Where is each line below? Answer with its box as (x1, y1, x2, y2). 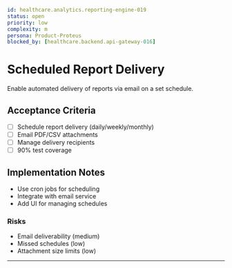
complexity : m (7, 25, 48, 32)
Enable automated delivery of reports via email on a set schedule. (7, 85, 194, 93)
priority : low (7, 19, 48, 26)
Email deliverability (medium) (17, 232, 100, 240)
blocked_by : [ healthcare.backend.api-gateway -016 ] (7, 39, 156, 45)
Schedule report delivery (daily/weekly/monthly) (17, 123, 154, 131)
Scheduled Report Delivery (7, 62, 165, 77)
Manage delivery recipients (17, 138, 95, 147)
